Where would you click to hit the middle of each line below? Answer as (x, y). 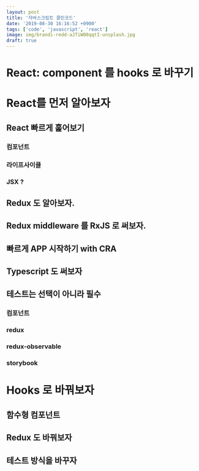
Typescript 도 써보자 (44, 272)
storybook (22, 363)
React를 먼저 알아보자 (58, 103)
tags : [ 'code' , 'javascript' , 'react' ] (57, 29)
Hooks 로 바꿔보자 (51, 390)
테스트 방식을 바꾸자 (42, 460)
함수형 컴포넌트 (33, 415)
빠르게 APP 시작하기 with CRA (62, 248)
